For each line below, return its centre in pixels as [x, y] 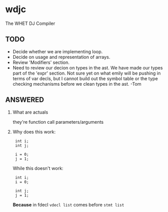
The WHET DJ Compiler [30, 23]
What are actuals [30, 112]
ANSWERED [25, 100]
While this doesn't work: [38, 168]
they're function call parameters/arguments [58, 122]
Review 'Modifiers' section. [41, 62]
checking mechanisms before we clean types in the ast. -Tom [77, 84]
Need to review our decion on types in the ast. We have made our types [88, 67]
